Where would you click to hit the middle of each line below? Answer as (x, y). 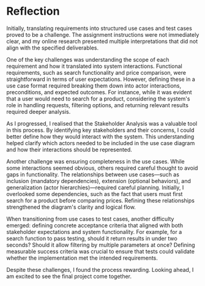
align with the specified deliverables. (53, 48)
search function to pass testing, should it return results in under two (92, 238)
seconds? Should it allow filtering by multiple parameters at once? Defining (101, 245)
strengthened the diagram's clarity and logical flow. (71, 207)
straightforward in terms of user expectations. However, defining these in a (101, 79)
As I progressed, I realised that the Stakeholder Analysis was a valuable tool (102, 123)
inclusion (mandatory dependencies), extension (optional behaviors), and (99, 181)
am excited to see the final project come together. (69, 276)
